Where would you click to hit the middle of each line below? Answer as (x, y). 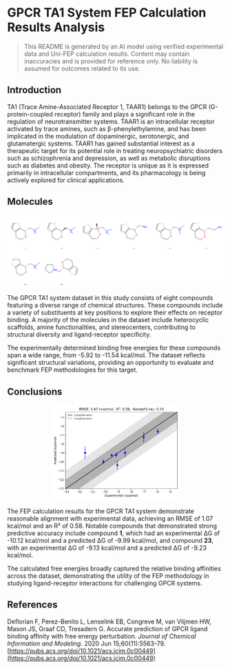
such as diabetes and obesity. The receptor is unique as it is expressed (108, 165)
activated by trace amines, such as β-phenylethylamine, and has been (107, 128)
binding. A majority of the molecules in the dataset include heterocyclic (108, 320)
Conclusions (35, 391)
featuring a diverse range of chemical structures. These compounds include (115, 306)
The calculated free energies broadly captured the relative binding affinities (114, 568)
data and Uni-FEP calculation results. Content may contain (107, 54)
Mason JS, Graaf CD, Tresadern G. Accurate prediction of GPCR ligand (107, 628)
